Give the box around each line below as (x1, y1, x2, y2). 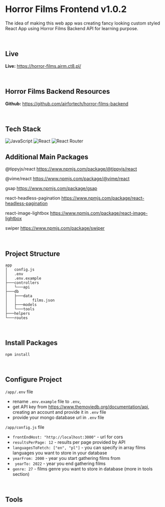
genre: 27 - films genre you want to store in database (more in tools (12, 465, 153, 472)
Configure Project (5, 375, 62, 384)
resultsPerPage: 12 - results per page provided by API (12, 439, 126, 445)
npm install (5, 352, 30, 357)
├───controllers (5, 280, 39, 285)
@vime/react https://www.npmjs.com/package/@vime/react (5, 176, 130, 182)
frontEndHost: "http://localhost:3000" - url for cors (12, 434, 123, 440)
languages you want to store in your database (12, 450, 107, 456)
